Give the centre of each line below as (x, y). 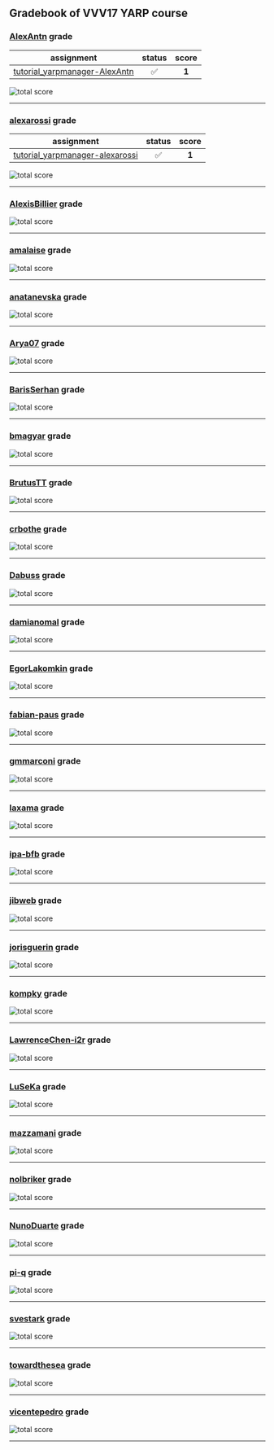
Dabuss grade (37, 576)
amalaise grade (40, 250)
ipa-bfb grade (37, 854)
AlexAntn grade (41, 37)
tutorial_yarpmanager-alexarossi (76, 155)
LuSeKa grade (38, 1086)
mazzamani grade (46, 1132)
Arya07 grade (37, 343)
